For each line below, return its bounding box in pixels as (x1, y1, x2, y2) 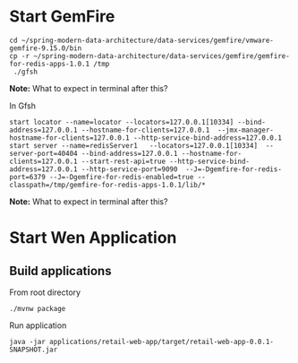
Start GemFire (9, 6, 115, 27)
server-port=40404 (9, 149, 78, 158)
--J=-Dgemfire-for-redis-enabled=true (48, 172, 194, 181)
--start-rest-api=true (81, 157, 166, 166)
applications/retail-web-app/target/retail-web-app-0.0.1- (48, 337, 275, 346)
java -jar (9, 337, 47, 346)
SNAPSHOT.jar (9, 345, 58, 354)
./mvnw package (9, 304, 66, 313)
